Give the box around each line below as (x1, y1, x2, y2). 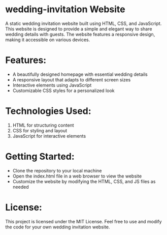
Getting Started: (5, 151, 75, 162)
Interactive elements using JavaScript (12, 82, 92, 88)
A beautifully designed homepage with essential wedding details (12, 71, 148, 77)
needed (12, 184, 29, 190)
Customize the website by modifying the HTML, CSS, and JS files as (12, 178, 156, 184)
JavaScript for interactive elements (12, 133, 86, 139)
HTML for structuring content (12, 122, 75, 128)
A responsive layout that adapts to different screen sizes (12, 76, 131, 82)
